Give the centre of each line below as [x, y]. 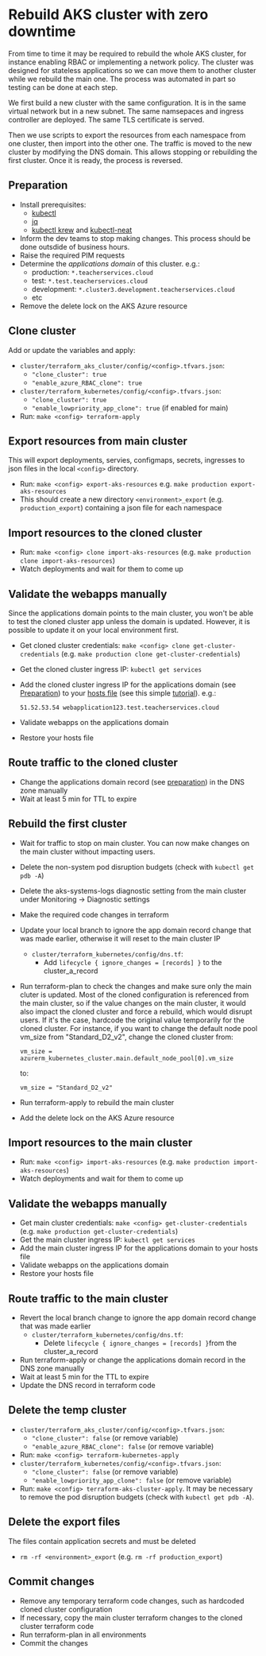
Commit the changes [54, 1642]
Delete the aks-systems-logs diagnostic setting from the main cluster [133, 890]
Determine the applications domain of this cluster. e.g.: [110, 263]
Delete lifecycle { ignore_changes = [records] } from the [140, 1343]
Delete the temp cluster [67, 1410]
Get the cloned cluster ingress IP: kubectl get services [111, 669]
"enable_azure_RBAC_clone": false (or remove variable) [123, 1446]
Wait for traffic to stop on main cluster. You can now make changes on [135, 843]
